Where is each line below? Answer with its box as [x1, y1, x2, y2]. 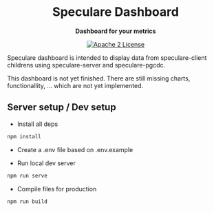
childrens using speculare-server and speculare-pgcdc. [7, 61, 166, 69]
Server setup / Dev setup [7, 101, 116, 114]
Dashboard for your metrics [75, 27, 156, 35]
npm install [7, 133, 41, 140]
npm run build [7, 198, 48, 205]
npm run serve [7, 172, 48, 179]
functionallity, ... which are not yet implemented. [7, 81, 143, 89]
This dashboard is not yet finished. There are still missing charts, [7, 74, 191, 83]
